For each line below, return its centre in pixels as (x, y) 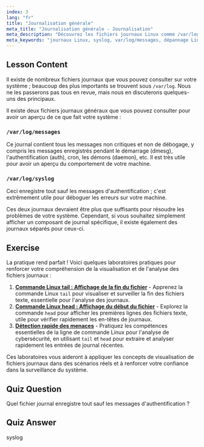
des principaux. (36, 98)
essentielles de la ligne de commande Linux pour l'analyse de (92, 332)
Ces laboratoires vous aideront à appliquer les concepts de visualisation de (100, 357)
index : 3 (17, 12)
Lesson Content (37, 65)
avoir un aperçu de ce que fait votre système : (64, 117)
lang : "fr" (20, 18)
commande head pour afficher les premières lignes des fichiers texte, (101, 313)
